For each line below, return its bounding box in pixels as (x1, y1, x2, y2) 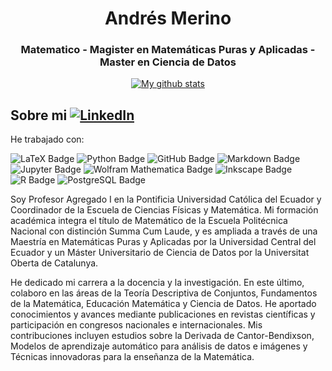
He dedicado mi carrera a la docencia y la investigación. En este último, (10, 277, 305, 289)
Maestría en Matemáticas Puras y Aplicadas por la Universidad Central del (10, 236, 317, 248)
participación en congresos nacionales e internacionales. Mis (10, 319, 263, 331)
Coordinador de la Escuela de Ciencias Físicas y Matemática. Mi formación (10, 204, 319, 216)
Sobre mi (10, 107, 68, 124)
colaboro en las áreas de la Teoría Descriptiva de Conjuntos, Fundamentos (10, 287, 318, 299)
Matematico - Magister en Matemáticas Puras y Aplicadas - (20, 43, 316, 57)
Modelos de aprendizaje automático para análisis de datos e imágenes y (10, 340, 308, 352)
